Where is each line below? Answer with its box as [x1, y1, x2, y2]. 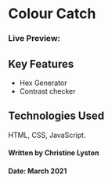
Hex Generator [19, 78, 67, 87]
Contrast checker [19, 86, 76, 95]
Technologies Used [8, 110, 104, 123]
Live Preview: [8, 33, 61, 44]
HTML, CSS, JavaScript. [8, 130, 86, 139]
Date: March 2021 [8, 166, 67, 176]
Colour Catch [8, 5, 96, 23]
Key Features [8, 57, 74, 71]
